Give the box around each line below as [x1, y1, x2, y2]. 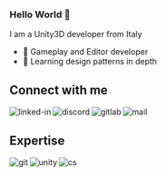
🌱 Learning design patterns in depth [22, 56, 157, 67]
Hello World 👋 [9, 8, 71, 21]
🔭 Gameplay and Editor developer [22, 46, 149, 57]
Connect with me [9, 82, 109, 98]
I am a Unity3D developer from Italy [9, 29, 142, 40]
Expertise [9, 133, 65, 148]
